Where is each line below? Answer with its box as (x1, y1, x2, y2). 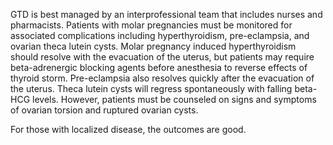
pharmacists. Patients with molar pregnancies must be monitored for (10, 19, 293, 31)
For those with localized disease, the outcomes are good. (10, 124, 247, 135)
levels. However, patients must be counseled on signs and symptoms (32, 94, 317, 105)
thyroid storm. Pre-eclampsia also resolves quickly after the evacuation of (10, 72, 315, 84)
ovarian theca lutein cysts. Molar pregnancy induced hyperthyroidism (10, 40, 297, 52)
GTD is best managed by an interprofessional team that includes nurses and (10, 9, 323, 20)
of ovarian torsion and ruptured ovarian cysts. (10, 104, 199, 116)
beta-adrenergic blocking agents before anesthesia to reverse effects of (10, 62, 308, 73)
